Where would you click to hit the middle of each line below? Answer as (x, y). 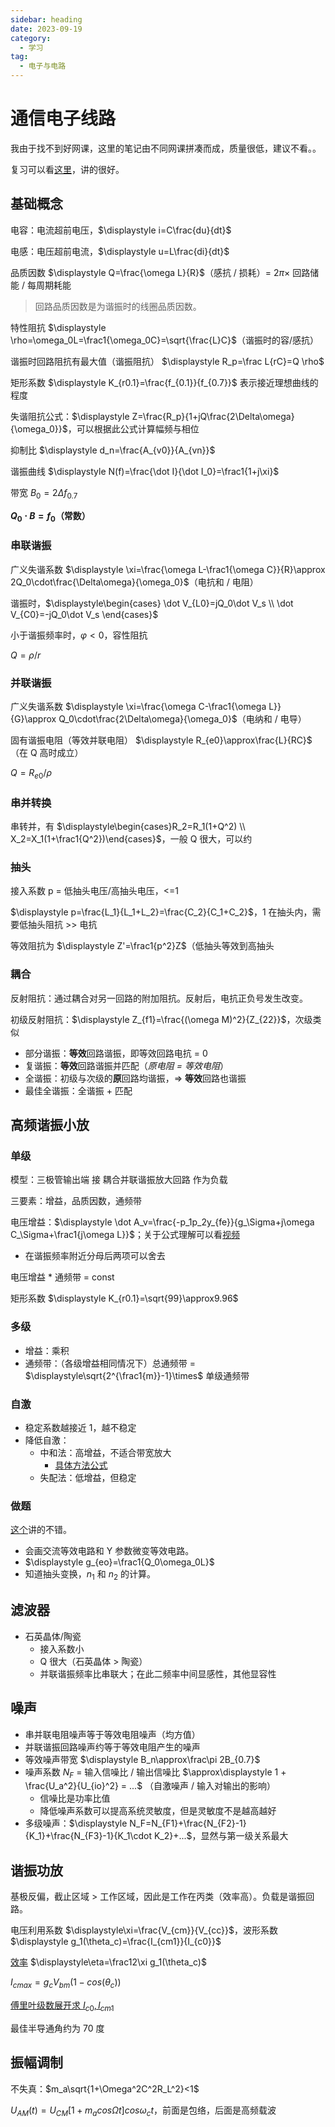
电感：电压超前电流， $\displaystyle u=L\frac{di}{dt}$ (120, 251)
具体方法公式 (81, 1465)
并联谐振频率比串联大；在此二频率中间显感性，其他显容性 (158, 1673)
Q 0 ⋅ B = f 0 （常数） (50, 516)
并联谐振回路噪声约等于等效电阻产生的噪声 (112, 1747)
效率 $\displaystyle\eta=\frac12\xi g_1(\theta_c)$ (108, 1962)
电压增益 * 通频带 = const (62, 1277)
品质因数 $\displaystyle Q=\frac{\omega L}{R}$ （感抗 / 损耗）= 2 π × (150, 272)
